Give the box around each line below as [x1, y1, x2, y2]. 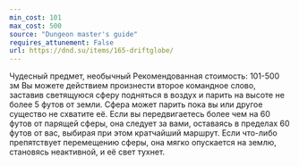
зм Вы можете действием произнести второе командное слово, [9, 80, 257, 91]
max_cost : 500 [9, 21, 63, 30]
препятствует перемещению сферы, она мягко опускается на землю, [9, 137, 278, 148]
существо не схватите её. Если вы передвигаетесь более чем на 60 [9, 109, 270, 120]
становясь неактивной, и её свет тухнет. [9, 146, 166, 157]
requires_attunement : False [9, 37, 115, 47]
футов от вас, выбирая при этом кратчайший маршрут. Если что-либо [9, 128, 278, 138]
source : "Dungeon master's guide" [9, 29, 139, 38]
